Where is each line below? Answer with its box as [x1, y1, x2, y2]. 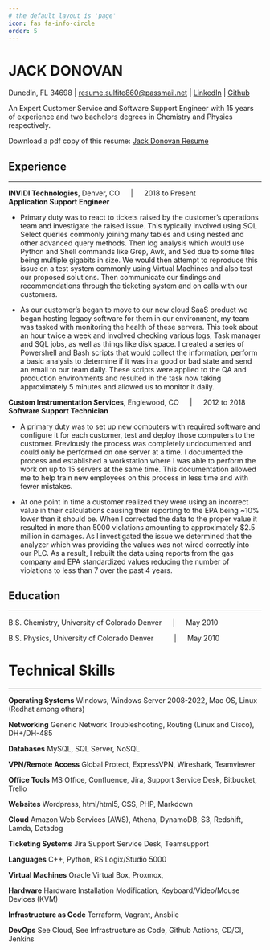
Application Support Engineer [8, 197, 110, 207]
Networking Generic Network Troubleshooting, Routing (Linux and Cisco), [8, 719, 255, 729]
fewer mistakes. [19, 482, 73, 491]
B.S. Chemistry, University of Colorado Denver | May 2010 [8, 617, 219, 627]
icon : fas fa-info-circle [8, 19, 95, 27]
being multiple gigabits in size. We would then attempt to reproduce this [19, 255, 259, 265]
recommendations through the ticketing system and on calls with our [19, 281, 247, 290]
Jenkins [8, 934, 35, 944]
